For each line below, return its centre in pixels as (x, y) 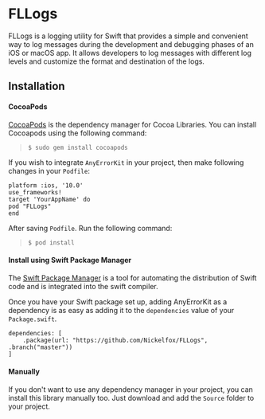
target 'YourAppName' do (49, 199)
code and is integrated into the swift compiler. (83, 286)
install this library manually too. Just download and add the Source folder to (131, 397)
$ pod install (51, 243)
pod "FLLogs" (30, 206)
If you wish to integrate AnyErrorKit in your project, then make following (126, 162)
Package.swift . (33, 319)
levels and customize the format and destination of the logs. (107, 61)
